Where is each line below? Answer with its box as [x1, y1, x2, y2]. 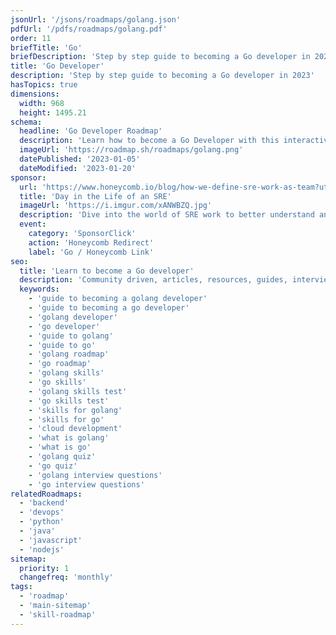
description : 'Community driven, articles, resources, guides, [19, 275, 288, 285]
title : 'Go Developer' [10, 61, 105, 71]
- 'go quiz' [28, 461, 78, 471]
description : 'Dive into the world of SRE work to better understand [19, 210, 315, 220]
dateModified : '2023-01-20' [19, 163, 137, 173]
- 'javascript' [19, 535, 83, 545]
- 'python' [19, 517, 65, 527]
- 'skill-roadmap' [19, 609, 97, 620]
